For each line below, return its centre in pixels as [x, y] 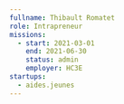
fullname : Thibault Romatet [62, 18]
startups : [28, 77]
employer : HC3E [54, 69]
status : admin [52, 60]
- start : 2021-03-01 [56, 43]
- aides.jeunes [46, 85]
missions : [28, 34]
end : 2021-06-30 [57, 52]
